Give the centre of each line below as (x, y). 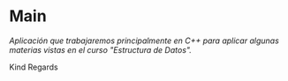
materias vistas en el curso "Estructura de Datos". (100, 49)
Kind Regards (34, 67)
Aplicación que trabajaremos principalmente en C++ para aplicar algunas (144, 40)
